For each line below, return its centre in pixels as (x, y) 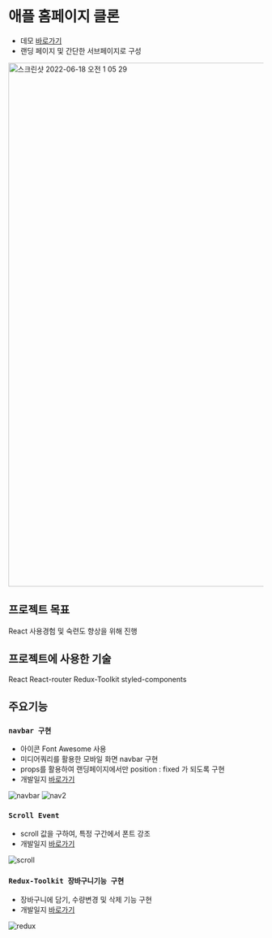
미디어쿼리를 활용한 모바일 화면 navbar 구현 (89, 759)
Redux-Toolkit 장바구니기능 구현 (66, 881)
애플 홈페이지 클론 (64, 17)
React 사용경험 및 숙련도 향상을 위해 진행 (73, 631)
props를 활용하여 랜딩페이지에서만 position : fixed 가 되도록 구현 (122, 769)
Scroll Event (34, 816)
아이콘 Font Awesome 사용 (63, 749)
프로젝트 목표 (39, 610)
